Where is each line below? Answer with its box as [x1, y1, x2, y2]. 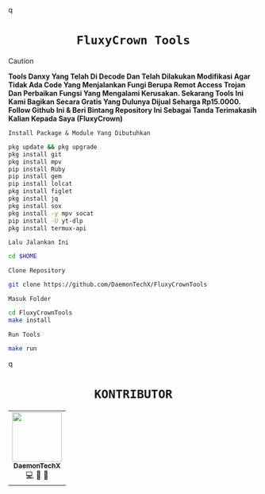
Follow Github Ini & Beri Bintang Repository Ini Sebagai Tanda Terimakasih [8, 105, 257, 114]
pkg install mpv [8, 157, 62, 166]
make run [8, 344, 37, 353]
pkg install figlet [8, 187, 73, 195]
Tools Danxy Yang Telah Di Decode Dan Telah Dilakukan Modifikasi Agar [8, 71, 252, 81]
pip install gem [8, 172, 62, 180]
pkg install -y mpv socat [8, 209, 94, 218]
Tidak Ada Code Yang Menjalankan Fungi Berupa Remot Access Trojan [8, 79, 246, 89]
